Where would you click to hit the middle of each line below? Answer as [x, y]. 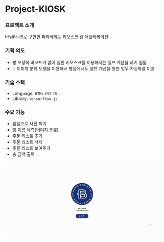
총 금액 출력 [23, 154]
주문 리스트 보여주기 [31, 148]
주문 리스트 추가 [27, 136]
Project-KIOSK [35, 9]
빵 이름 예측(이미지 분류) [35, 130]
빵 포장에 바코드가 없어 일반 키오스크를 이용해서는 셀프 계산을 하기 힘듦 [79, 62]
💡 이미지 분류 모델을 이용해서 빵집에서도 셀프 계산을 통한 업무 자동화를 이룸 [83, 68]
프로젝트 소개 [20, 25]
